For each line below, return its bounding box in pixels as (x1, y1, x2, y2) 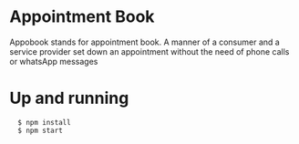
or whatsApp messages (9, 56, 98, 67)
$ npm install (17, 118, 71, 127)
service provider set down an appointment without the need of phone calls (9, 46, 290, 57)
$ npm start (17, 126, 64, 135)
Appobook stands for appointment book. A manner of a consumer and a (9, 36, 280, 47)
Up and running (9, 88, 129, 108)
